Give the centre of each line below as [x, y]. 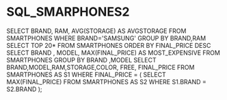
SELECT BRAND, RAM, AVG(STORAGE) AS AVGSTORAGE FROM [96, 31]
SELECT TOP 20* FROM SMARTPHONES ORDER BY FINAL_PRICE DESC [109, 45]
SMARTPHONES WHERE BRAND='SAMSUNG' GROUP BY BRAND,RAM [106, 38]
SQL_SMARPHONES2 [68, 12]
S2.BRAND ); [24, 89]
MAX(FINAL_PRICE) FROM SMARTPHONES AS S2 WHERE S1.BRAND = [106, 82]
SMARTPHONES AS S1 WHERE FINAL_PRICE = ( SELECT [86, 74]
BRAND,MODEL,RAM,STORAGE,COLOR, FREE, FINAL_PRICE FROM [101, 67]
